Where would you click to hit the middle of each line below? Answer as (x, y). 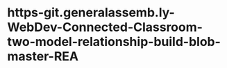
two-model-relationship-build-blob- (114, 42)
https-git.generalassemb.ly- (91, 13)
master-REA (43, 57)
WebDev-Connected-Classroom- (105, 27)
